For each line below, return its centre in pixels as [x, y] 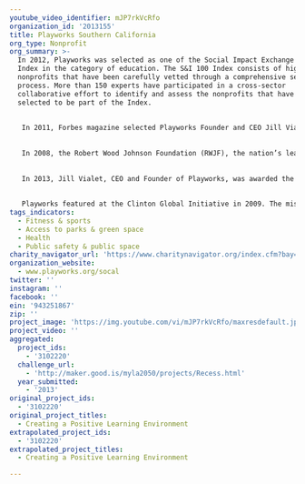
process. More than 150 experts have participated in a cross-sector [152, 86]
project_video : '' [44, 331]
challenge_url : [46, 365]
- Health [34, 237]
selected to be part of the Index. [85, 102]
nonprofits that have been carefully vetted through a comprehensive [152, 77]
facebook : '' [34, 297]
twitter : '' [32, 280]
